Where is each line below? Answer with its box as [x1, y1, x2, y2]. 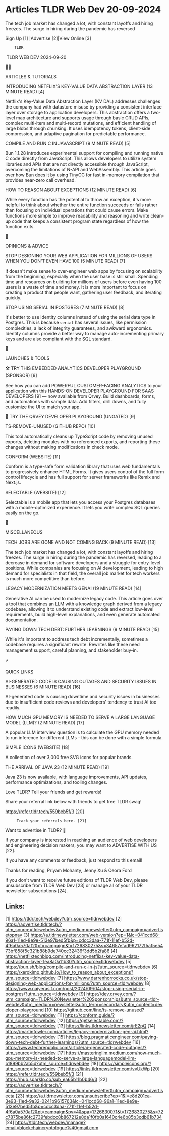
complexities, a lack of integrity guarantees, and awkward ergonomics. [5, 324, 153, 331]
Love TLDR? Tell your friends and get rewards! [5, 789, 102, 795]
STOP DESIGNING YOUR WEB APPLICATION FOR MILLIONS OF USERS [5, 252, 153, 258]
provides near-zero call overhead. [5, 177, 76, 183]
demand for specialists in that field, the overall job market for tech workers [5, 570, 160, 576]
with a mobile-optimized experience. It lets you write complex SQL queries [5, 504, 160, 510]
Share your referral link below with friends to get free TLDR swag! [5, 798, 142, 804]
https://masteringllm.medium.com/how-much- [65, 1050, 162, 1056]
